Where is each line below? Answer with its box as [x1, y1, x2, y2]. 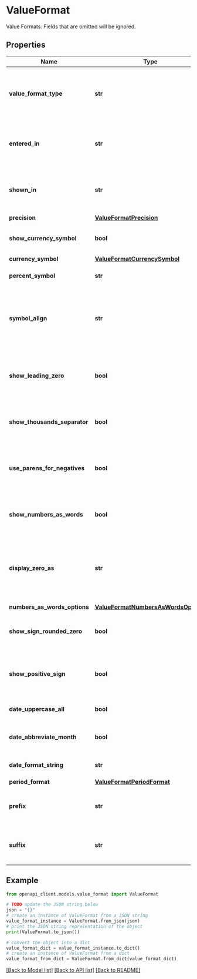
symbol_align [9, 314, 47, 322]
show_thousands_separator [9, 418, 89, 426]
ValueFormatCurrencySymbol [94, 254, 180, 263]
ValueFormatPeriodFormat [94, 777, 170, 786]
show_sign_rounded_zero [9, 627, 83, 635]
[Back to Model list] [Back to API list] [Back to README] [6, 967, 141, 974]
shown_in [9, 186, 37, 194]
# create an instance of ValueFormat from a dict [6, 950, 130, 957]
